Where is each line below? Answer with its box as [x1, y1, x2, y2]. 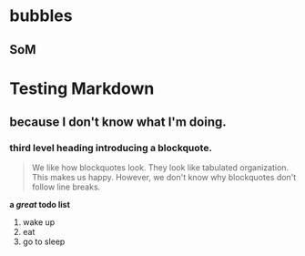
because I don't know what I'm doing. [9, 115, 227, 130]
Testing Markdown [9, 78, 155, 98]
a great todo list [9, 200, 71, 210]
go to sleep [22, 236, 66, 247]
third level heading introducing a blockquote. [9, 142, 212, 155]
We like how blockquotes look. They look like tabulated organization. [31, 162, 290, 173]
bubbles [9, 5, 73, 26]
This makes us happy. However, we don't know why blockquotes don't [31, 172, 297, 183]
